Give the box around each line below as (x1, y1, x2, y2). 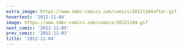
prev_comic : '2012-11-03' (6, 30, 69, 36)
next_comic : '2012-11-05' (6, 25, 69, 31)
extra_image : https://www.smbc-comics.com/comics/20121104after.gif (6, 8, 177, 15)
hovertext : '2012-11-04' (6, 14, 67, 20)
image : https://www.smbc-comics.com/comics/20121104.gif (6, 19, 148, 25)
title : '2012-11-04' (6, 36, 57, 42)
